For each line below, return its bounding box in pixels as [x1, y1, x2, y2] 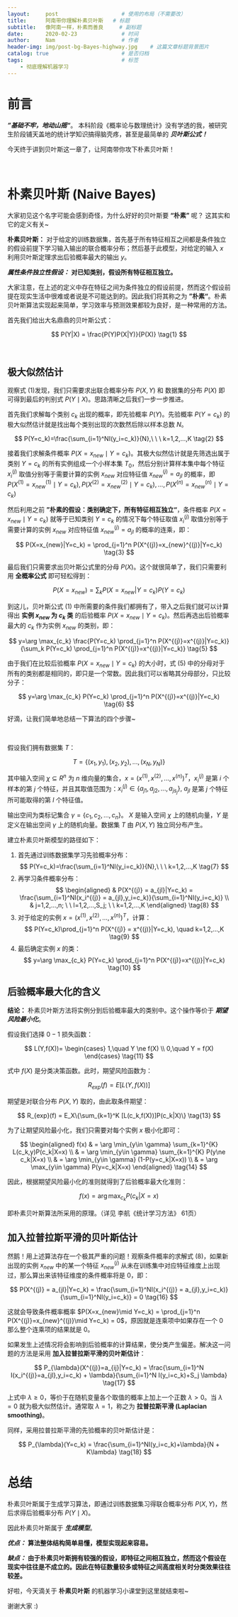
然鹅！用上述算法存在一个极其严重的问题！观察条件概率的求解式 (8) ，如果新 [7, 1251, 229, 1261]
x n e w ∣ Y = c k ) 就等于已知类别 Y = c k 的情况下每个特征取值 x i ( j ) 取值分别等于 [7, 513, 229, 525]
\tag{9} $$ [108, 932, 140, 941]
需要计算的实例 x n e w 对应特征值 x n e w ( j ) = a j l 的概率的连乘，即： [7, 523, 192, 535]
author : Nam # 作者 [7, 37, 139, 44]
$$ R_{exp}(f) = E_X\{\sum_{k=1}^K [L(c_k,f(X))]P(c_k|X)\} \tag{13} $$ [17, 1111, 221, 1119]
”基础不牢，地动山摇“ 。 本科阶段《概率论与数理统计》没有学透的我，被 [7, 121, 215, 129]
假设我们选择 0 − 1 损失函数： [7, 1030, 93, 1038]
